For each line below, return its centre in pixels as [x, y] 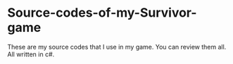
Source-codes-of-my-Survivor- [102, 13]
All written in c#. [31, 54]
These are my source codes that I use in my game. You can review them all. [117, 47]
